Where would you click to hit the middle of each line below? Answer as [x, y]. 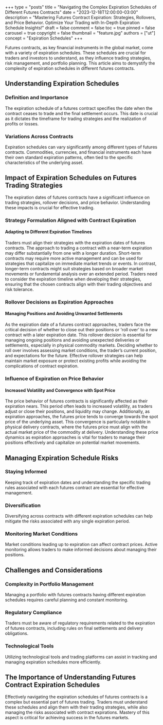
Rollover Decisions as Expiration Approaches [59, 302]
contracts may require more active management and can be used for [74, 258]
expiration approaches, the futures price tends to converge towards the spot [81, 417]
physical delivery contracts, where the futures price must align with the [76, 427]
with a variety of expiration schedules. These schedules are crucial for [76, 53]
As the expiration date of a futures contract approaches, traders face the [78, 324]
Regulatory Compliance [34, 613]
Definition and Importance [37, 98]
